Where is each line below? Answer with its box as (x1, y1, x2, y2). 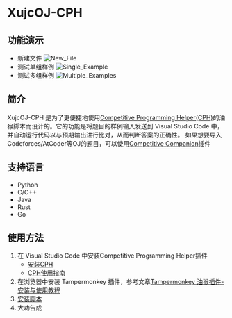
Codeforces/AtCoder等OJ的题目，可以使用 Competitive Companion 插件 (7, 139, 211, 147)
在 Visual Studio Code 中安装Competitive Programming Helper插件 (17, 251, 208, 260)
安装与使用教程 (17, 286, 60, 294)
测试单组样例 (17, 62, 54, 71)
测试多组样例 (17, 72, 54, 79)
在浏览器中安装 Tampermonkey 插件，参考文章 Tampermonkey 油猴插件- (17, 278, 224, 286)
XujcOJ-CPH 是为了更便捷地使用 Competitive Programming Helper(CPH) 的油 (7, 113, 226, 122)
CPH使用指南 (27, 269, 66, 277)
